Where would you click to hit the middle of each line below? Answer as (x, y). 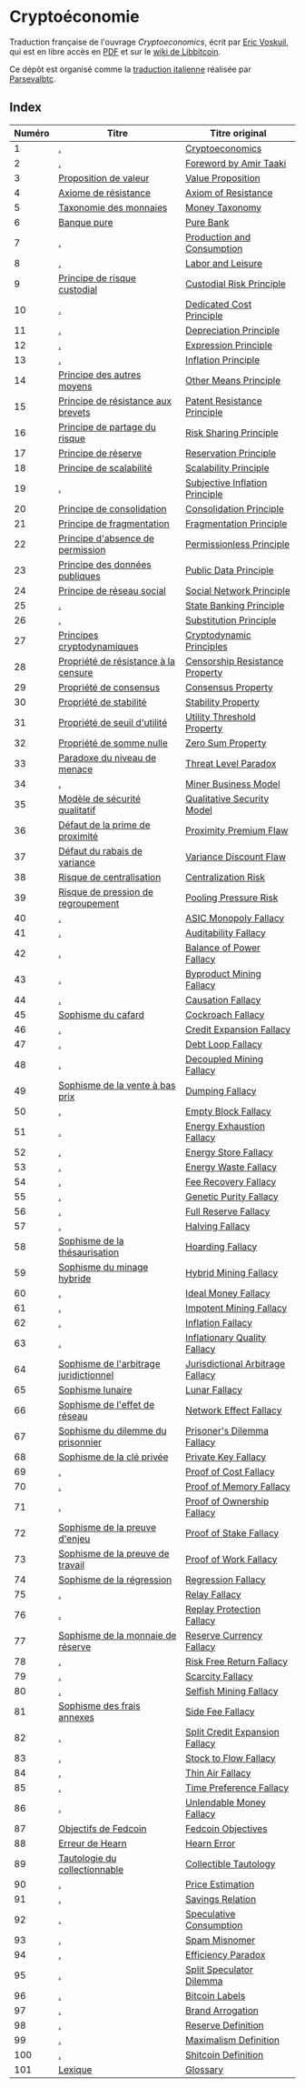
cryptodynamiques (98, 646)
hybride (75, 1278)
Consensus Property (230, 687)
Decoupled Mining (225, 1059)
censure (76, 672)
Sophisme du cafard (102, 1014)
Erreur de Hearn (93, 1843)
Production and (218, 236)
